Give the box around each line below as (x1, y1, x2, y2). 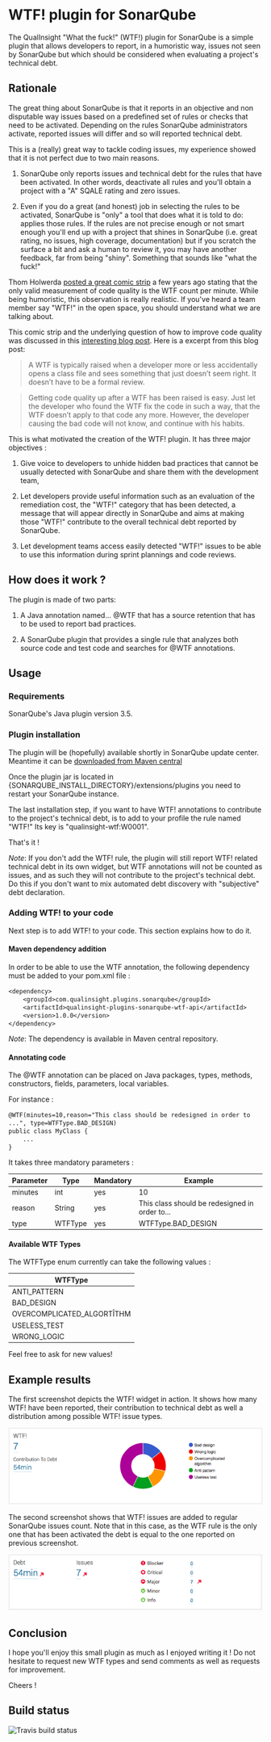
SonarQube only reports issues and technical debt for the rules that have (19, 168, 262, 178)
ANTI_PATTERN (11, 1287, 65, 1296)
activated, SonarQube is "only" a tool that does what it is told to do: (19, 210, 244, 220)
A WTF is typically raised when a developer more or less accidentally (27, 359, 258, 369)
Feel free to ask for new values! (8, 1350, 113, 1359)
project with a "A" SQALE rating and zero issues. (19, 186, 181, 195)
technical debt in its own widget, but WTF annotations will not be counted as (8, 862, 263, 871)
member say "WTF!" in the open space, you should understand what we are (8, 303, 261, 313)
